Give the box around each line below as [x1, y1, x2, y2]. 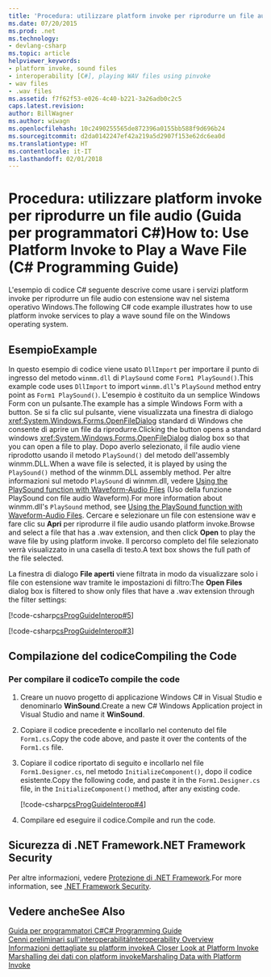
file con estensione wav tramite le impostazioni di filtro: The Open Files [8, 577, 243, 587]
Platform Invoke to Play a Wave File [8, 241, 248, 260]
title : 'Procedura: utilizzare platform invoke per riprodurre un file [8, 11, 254, 20]
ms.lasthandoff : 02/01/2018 [8, 154, 103, 163]
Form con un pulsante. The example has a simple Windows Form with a [8, 399, 244, 408]
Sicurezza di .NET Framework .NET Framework [8, 839, 246, 852]
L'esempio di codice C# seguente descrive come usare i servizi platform [8, 285, 248, 295]
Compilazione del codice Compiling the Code [8, 649, 237, 663]
